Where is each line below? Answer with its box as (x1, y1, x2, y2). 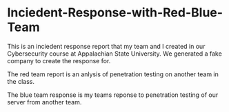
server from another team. (7, 98, 82, 106)
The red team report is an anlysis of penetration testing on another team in (7, 70, 219, 78)
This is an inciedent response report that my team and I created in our (7, 42, 206, 50)
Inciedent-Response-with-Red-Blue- (7, 5, 223, 21)
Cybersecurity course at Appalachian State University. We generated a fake (7, 49, 222, 58)
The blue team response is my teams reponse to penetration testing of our (7, 91, 219, 99)
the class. (7, 77, 35, 85)
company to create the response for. (7, 56, 111, 65)
